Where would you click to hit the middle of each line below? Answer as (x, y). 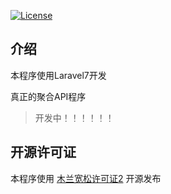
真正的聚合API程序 (48, 96)
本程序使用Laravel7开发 (58, 75)
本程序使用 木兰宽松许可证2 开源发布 (86, 178)
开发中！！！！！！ (74, 117)
